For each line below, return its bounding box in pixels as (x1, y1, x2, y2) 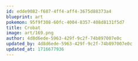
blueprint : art (6, 14, 43, 20)
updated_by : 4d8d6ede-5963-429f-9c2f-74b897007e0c (6, 41, 133, 47)
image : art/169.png (6, 30, 54, 36)
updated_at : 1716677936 (6, 46, 65, 52)
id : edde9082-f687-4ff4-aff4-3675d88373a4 (6, 8, 112, 15)
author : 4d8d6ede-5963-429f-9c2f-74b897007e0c (6, 35, 122, 41)
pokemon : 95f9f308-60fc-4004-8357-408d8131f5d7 (6, 19, 125, 25)
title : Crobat (6, 24, 41, 31)
